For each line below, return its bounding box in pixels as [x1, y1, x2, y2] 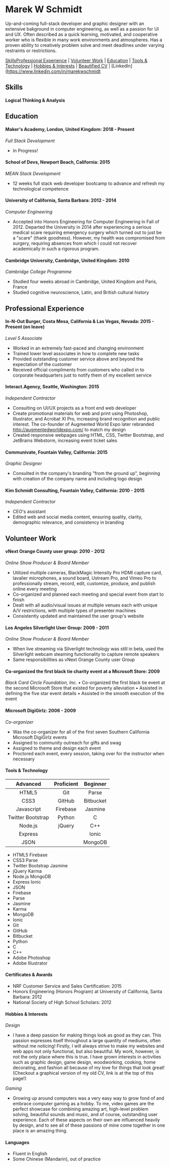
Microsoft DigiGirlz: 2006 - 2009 [5, 707, 76, 713]
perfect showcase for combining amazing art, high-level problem [12, 1106, 149, 1112]
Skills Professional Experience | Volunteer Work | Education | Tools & [5, 57, 148, 63]
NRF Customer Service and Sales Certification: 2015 [12, 983, 122, 989]
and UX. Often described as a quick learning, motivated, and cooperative [5, 31, 158, 37]
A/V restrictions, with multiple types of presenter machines [12, 607, 136, 614]
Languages [5, 1139, 29, 1145]
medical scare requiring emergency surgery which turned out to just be [12, 229, 162, 235]
